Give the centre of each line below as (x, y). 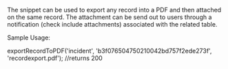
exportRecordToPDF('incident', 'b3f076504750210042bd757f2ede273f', (110, 51)
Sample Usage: (29, 38)
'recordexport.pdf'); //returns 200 (55, 58)
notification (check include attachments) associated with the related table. (112, 24)
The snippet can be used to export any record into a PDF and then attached (114, 10)
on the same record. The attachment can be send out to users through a (110, 17)
